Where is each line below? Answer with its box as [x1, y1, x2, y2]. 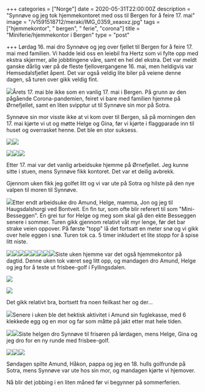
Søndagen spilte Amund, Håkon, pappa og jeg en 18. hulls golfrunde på [6, 360, 186, 367]
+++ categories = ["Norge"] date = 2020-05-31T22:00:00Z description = [6, 6, 191, 12]
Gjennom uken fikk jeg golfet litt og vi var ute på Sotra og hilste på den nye [6, 180, 195, 186]
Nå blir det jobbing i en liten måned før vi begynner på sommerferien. [6, 379, 181, 386]
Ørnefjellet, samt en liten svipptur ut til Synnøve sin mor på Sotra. [6, 101, 171, 109]
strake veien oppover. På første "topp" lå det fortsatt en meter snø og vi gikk [6, 225, 199, 232]
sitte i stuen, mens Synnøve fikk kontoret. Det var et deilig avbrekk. [6, 168, 176, 175]
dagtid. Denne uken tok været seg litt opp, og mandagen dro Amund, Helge [6, 257, 196, 264]
